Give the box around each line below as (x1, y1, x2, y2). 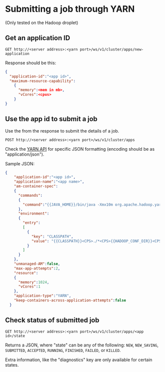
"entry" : (23, 220, 41, 225)
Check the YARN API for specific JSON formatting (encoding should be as (5, 146, 155, 152)
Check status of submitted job (5, 316, 100, 324)
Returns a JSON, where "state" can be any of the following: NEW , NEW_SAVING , (5, 342, 159, 348)
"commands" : (18, 193, 43, 198)
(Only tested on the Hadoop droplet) (5, 20, 79, 26)
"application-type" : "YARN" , (14, 293, 71, 298)
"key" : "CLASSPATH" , (31, 234, 74, 239)
